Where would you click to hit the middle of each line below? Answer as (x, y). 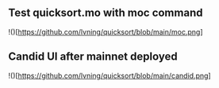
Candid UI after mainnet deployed (93, 57)
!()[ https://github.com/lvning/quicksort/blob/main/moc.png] (106, 31)
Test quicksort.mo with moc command (106, 13)
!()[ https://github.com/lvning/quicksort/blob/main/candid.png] (110, 75)
